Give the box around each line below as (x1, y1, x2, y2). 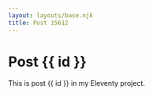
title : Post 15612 (8, 19, 69, 27)
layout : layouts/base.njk (8, 11, 93, 20)
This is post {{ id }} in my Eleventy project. (8, 79, 146, 88)
